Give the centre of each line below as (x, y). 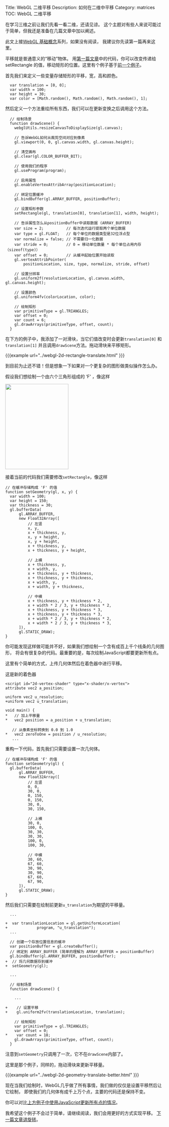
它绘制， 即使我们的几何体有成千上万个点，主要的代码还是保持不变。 (76, 1092)
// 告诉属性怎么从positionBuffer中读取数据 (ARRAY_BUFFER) (73, 223)
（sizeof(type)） (23, 250)
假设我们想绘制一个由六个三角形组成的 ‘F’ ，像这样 (58, 376)
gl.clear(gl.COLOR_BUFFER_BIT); (48, 156)
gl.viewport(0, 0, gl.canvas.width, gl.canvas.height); (74, 142)
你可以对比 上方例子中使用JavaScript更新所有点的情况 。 (63, 1102)
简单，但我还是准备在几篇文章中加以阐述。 (54, 31)
